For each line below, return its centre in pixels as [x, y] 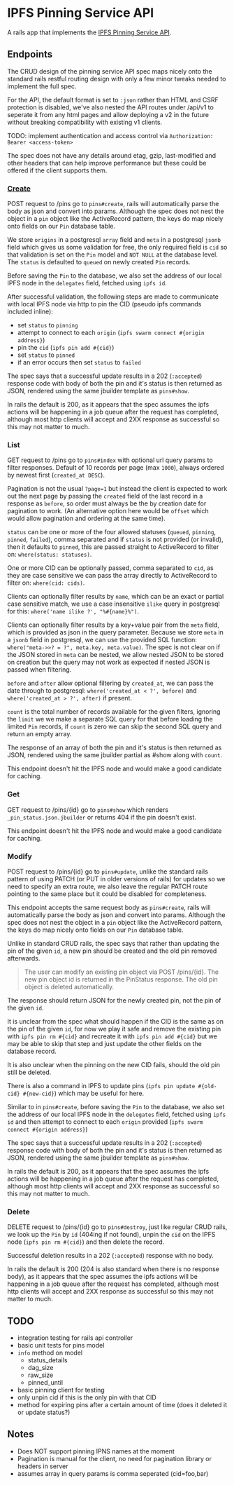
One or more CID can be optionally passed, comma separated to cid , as [111, 568]
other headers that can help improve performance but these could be [107, 163]
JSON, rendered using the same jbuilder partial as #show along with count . [115, 755]
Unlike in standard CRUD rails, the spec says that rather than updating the [114, 943]
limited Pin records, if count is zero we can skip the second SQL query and [115, 726]
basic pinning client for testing [61, 1390]
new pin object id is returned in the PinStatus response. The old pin [121, 979]
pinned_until [45, 1383]
